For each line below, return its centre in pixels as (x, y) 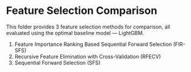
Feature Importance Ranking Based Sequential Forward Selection (93, 44)
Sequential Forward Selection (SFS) (57, 63)
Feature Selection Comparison (82, 11)
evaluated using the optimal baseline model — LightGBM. (75, 33)
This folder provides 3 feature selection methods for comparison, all (88, 27)
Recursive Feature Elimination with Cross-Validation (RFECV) (88, 56)
